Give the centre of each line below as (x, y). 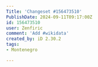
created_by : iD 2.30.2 (34, 39)
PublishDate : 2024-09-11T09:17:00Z (49, 17)
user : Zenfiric (24, 28)
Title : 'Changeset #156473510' (44, 11)
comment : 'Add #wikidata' (37, 33)
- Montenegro (22, 50)
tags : (13, 45)
